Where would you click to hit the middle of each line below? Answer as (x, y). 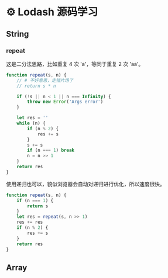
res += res (30, 223)
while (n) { (31, 123)
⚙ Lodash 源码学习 (52, 12)
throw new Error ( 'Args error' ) (65, 102)
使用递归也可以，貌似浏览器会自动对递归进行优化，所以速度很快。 (85, 184)
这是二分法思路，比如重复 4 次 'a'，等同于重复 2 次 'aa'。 (75, 64)
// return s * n (37, 86)
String (18, 34)
